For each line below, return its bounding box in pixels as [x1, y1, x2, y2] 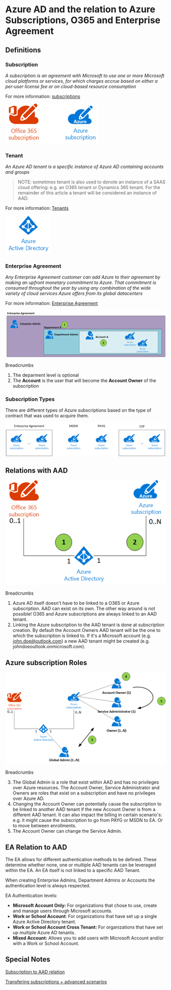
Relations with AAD [5, 466, 68, 475]
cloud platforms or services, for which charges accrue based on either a [5, 78, 158, 84]
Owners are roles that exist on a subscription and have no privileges [12, 790, 156, 796]
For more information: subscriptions [5, 93, 80, 99]
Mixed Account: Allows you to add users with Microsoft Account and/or [12, 935, 164, 941]
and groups [5, 169, 30, 175]
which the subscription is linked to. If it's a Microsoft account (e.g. [12, 632, 152, 639]
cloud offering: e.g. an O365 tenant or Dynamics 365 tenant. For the [17, 184, 160, 191]
